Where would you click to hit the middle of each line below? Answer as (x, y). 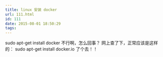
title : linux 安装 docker (31, 10)
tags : (11, 28)
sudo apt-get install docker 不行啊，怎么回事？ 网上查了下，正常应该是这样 (81, 43)
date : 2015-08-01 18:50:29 (33, 24)
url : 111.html (20, 14)
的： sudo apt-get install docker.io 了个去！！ (51, 49)
